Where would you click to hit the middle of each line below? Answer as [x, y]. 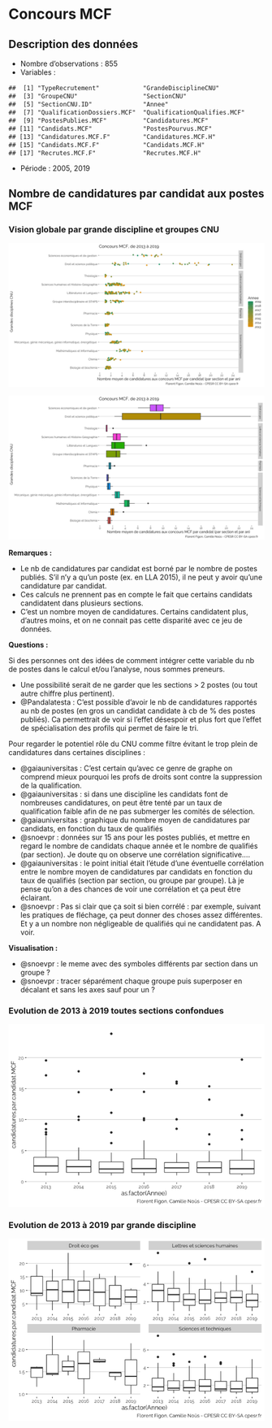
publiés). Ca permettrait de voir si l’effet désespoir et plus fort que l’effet [140, 719]
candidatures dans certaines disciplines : [77, 752]
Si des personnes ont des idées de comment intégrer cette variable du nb [132, 660]
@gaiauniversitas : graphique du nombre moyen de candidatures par [135, 820]
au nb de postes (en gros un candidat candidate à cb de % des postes [138, 710]
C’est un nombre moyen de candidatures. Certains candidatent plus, [134, 611]
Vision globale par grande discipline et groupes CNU [114, 230]
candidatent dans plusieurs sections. [82, 603]
